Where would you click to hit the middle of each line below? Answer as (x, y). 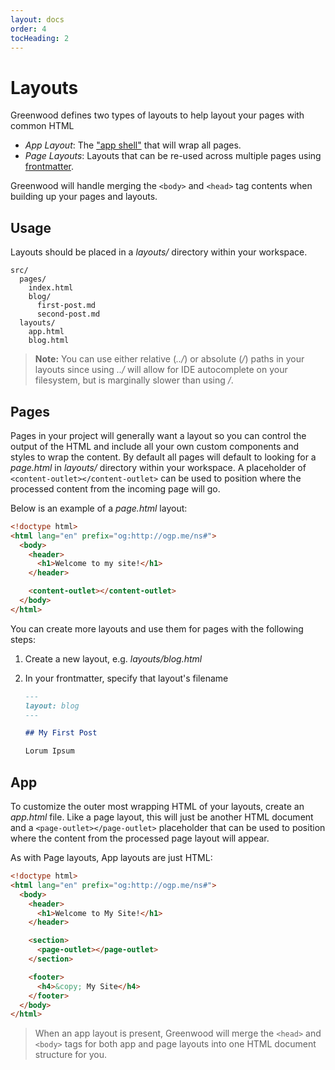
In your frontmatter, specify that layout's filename (126, 678)
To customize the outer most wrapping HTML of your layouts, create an (157, 806)
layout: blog (52, 706)
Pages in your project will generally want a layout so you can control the (158, 435)
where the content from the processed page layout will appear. (140, 838)
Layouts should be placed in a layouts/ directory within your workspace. (159, 252)
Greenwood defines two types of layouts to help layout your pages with (157, 115)
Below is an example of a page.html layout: (99, 508)
